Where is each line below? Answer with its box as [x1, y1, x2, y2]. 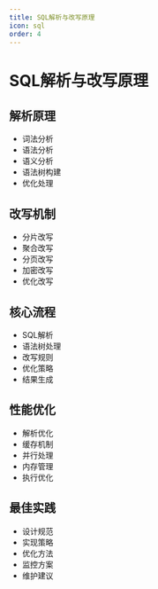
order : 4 [9, 29, 41, 38]
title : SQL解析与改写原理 [9, 12, 95, 22]
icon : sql [9, 21, 46, 30]
